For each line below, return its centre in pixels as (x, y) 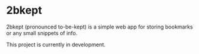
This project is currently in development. (56, 45)
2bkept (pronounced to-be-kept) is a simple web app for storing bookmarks (99, 27)
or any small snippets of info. (42, 33)
